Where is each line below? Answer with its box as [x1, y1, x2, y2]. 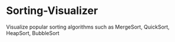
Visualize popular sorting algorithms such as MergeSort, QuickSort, [6, 23, 170, 30]
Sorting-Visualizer [6, 4, 98, 17]
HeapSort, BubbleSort [6, 29, 60, 36]
